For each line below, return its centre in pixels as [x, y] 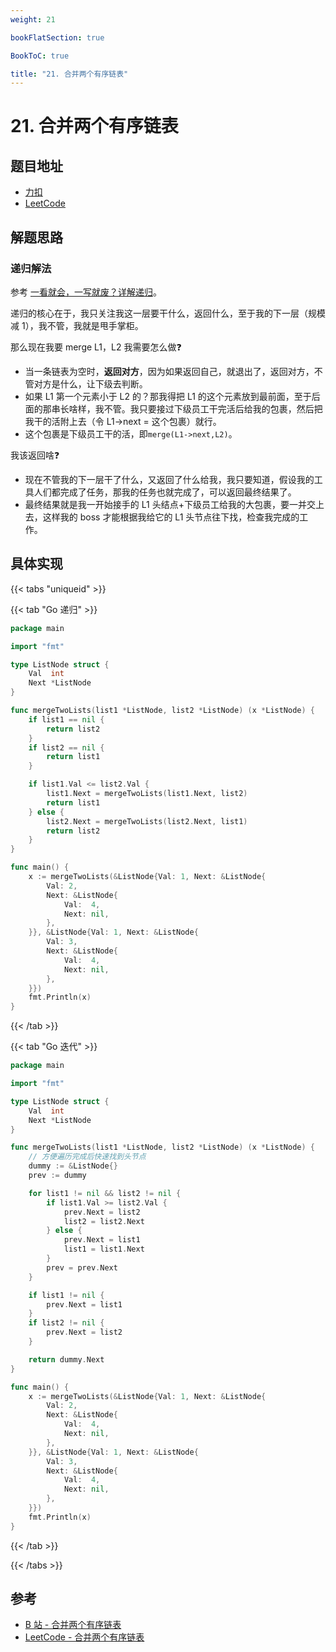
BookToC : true [40, 56]
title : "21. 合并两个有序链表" [69, 74]
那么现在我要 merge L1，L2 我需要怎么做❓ [96, 347]
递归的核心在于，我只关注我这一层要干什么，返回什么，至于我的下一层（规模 [168, 313]
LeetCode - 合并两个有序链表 [84, 1637]
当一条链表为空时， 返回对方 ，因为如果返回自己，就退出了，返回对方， [169, 371]
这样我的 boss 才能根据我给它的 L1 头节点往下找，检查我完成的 [171, 517]
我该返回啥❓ [35, 455]
